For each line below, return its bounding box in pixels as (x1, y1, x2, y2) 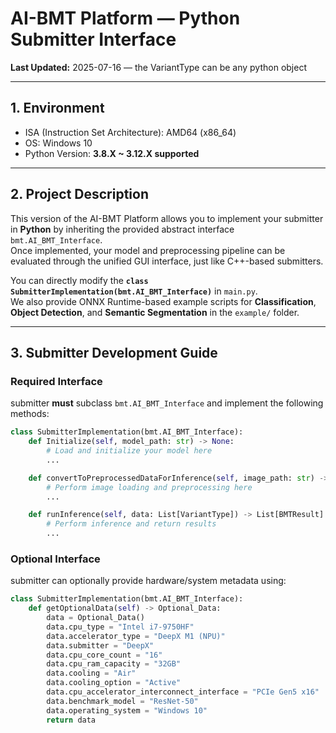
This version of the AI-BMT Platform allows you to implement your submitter (10, 212, 324, 224)
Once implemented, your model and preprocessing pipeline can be (10, 244, 286, 256)
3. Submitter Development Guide (10, 344, 218, 361)
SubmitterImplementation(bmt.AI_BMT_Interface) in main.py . (10, 285, 258, 297)
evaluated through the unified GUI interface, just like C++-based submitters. (10, 255, 324, 267)
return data (46, 715, 97, 725)
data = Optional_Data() (46, 613, 145, 623)
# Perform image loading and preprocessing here (46, 482, 253, 492)
